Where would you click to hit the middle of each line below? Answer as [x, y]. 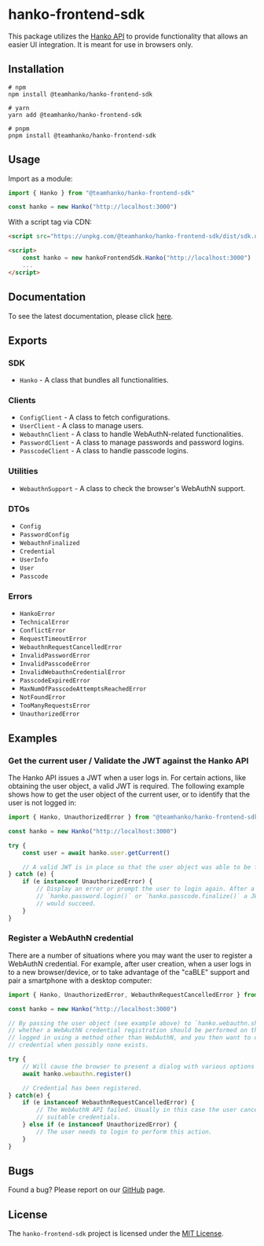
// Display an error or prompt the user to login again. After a [146, 889]
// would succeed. [66, 903]
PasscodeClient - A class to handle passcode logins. [104, 451]
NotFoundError [42, 698]
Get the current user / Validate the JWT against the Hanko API [128, 760]
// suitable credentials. [79, 1117]
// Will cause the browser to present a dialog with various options [139, 1066]
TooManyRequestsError [55, 706]
